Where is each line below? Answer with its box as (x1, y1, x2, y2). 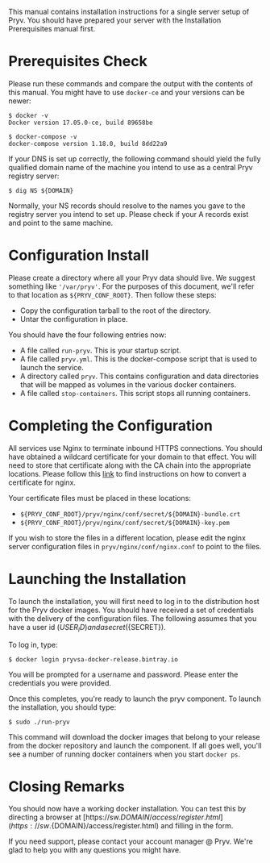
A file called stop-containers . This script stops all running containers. (19, 388, 251, 398)
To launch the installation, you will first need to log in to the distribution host (8, 596, 260, 606)
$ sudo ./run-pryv (8, 718, 70, 726)
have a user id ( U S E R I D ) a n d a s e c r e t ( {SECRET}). (8, 622, 167, 634)
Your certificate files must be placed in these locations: (8, 493, 192, 502)
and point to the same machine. (8, 218, 114, 227)
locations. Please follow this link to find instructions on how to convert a (8, 469, 247, 478)
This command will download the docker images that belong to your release (8, 732, 260, 741)
